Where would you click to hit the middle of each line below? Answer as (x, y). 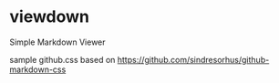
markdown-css (38, 69)
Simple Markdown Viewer (58, 42)
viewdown (49, 17)
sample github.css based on (62, 59)
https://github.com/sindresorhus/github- (193, 59)
